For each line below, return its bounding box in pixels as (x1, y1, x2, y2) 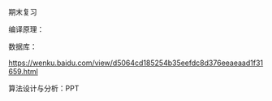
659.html (8, 67, 38, 76)
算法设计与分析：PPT (8, 84, 80, 93)
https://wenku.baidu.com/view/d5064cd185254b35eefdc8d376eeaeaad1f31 (8, 58, 264, 68)
